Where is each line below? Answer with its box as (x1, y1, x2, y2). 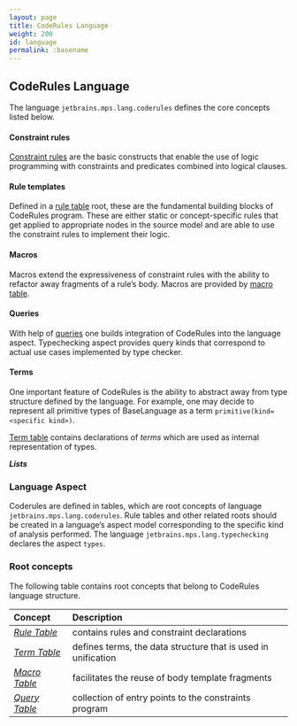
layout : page (9, 12, 57, 22)
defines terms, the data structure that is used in (72, 640, 269, 653)
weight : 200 (9, 29, 53, 38)
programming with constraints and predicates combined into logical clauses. (9, 161, 288, 172)
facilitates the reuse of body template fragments (72, 671, 272, 684)
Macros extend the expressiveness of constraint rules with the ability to (9, 269, 270, 280)
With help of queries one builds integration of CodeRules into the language (9, 328, 281, 338)
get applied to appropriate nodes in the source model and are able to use (9, 220, 276, 230)
